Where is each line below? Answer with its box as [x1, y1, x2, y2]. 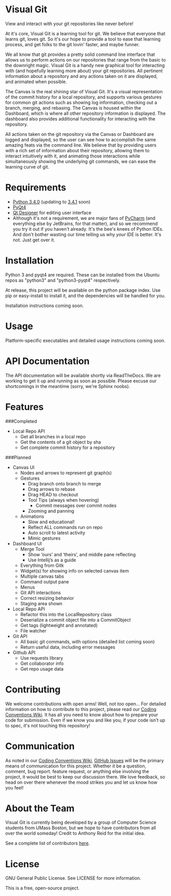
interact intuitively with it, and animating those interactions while [5, 153, 140, 159]
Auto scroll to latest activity [28, 530, 85, 536]
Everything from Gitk [20, 562, 64, 568]
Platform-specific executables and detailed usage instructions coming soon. [5, 337, 166, 343]
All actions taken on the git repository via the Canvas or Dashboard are [5, 131, 154, 137]
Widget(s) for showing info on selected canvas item [20, 567, 129, 574]
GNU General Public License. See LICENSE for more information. [5, 875, 141, 881]
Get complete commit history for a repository [20, 444, 115, 451]
